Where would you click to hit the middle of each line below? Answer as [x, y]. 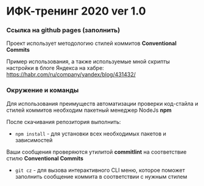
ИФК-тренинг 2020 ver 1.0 [76, 11]
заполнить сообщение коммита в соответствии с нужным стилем [101, 176]
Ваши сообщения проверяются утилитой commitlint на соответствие [97, 152]
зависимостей [34, 140]
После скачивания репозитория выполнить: [64, 122]
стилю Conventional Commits [45, 158]
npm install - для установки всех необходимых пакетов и [90, 133]
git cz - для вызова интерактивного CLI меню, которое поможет [100, 170]
